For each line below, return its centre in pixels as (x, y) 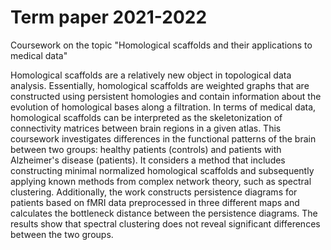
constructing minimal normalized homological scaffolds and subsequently (162, 170)
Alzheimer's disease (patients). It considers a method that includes (148, 160)
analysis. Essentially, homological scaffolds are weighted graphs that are (160, 85)
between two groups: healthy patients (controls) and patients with (146, 149)
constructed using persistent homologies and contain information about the (166, 96)
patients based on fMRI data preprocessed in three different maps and (155, 202)
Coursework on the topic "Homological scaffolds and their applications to (161, 45)
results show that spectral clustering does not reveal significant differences (165, 223)
